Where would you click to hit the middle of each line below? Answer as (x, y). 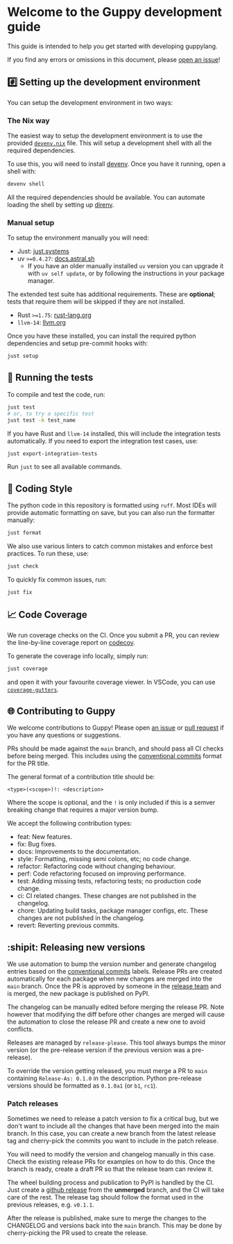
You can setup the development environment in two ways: (90, 102)
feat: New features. (45, 837)
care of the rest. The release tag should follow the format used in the (105, 1197)
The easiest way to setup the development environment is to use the (105, 136)
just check (23, 566)
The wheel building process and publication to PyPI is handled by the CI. (111, 1183)
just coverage (28, 669)
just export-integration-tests (52, 453)
